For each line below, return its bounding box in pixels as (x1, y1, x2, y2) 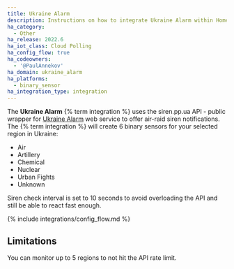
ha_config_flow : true (7, 50, 70, 57)
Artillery (17, 151, 40, 159)
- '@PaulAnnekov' (13, 62, 64, 69)
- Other (13, 29, 36, 37)
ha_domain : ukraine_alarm (7, 68, 82, 75)
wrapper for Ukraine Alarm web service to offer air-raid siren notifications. (7, 115, 221, 123)
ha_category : (7, 23, 45, 30)
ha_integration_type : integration (7, 88, 108, 95)
